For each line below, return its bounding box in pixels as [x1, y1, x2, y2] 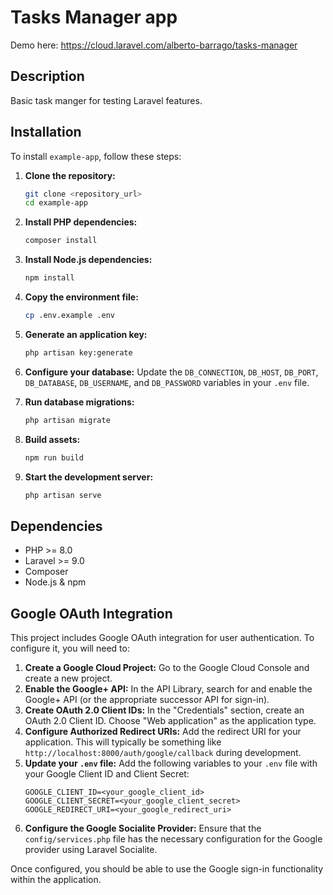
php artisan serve [24, 490, 102, 500]
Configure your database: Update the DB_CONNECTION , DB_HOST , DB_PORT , [24, 366, 319, 378]
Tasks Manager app [10, 6, 178, 29]
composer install [24, 236, 98, 246]
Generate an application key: [24, 328, 148, 340]
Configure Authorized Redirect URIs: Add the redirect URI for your [24, 726, 302, 738]
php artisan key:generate [24, 347, 133, 358]
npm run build [24, 452, 84, 463]
